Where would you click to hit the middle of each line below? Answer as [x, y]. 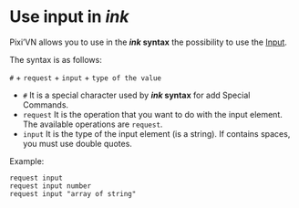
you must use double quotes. [77, 143]
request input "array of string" [73, 193]
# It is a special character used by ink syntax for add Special [136, 95]
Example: [27, 161]
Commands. [46, 104]
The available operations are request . [93, 124]
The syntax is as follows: [56, 59]
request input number [51, 186]
